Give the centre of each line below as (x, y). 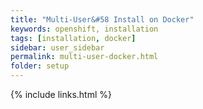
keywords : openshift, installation (84, 29)
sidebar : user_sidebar (57, 47)
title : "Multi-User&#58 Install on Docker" (102, 19)
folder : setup (40, 66)
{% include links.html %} (61, 94)
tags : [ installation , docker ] (73, 38)
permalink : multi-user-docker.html (84, 57)
